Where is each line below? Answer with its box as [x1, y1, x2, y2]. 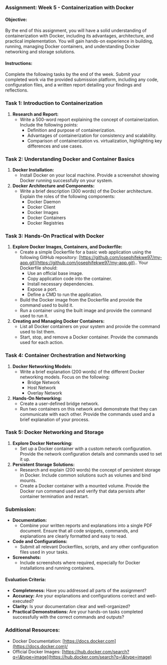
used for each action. [19, 339, 64, 345]
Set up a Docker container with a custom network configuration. [19, 445, 152, 451]
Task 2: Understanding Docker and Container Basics [5, 155, 135, 162]
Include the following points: [19, 121, 78, 127]
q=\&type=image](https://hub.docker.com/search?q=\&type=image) [12, 654, 152, 660]
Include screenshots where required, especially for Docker [19, 559, 141, 566]
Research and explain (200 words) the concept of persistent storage [19, 466, 161, 472]
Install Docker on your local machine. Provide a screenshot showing [19, 172, 160, 178]
